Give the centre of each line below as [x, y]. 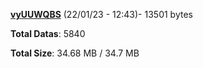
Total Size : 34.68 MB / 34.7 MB [75, 53]
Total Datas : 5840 [48, 33]
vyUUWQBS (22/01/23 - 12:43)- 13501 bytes [101, 14]
